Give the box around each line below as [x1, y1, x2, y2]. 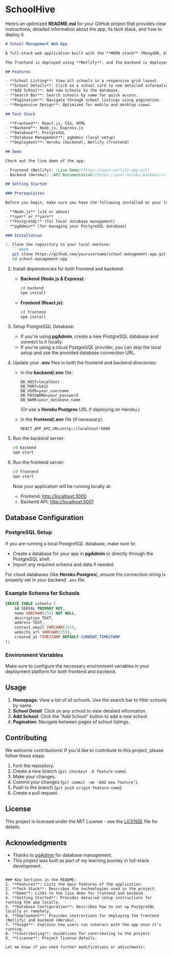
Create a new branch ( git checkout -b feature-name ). [12, 768, 127, 774]
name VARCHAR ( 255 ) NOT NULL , [14, 611, 77, 616]
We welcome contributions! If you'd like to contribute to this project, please [5, 747, 164, 753]
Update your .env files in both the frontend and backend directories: [12, 360, 157, 366]
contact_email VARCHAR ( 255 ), [14, 625, 77, 630]
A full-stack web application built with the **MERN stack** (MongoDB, [5, 50, 161, 56]
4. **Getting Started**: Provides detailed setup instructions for [5, 896, 153, 901]
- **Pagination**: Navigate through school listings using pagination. [5, 97, 161, 103]
